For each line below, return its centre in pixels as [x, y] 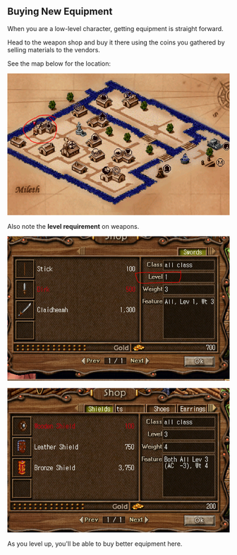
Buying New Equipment [60, 12]
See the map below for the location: [59, 64]
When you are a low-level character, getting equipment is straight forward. [115, 28]
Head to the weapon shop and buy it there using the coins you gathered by [116, 42]
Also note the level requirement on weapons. [73, 227]
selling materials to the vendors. [54, 49]
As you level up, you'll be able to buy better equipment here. [95, 544]
